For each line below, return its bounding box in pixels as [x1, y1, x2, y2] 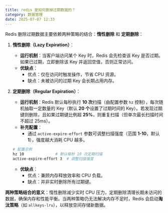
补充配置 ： [20, 124, 43, 130]
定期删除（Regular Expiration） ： [12, 89, 81, 95]
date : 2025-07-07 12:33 [5, 17, 55, 22]
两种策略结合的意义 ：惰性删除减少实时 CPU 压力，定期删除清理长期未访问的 [5, 189, 162, 195]
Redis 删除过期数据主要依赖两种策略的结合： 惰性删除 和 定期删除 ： [5, 31, 144, 37]
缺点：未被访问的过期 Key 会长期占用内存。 [27, 78, 117, 84]
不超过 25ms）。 [20, 118, 53, 124]
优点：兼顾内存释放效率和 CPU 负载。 [27, 172, 105, 178]
